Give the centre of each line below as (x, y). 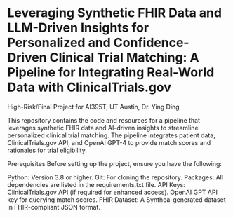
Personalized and (59, 43)
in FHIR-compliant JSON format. (54, 207)
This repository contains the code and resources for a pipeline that (104, 120)
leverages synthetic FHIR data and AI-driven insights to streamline (103, 128)
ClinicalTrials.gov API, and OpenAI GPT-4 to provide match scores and (109, 142)
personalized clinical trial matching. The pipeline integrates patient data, (111, 135)
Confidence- (151, 43)
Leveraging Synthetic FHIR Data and (115, 13)
